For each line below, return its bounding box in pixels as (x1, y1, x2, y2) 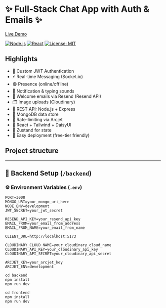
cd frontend (5, 290, 30, 295)
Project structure (5, 147, 59, 155)
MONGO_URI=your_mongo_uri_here (5, 199, 70, 205)
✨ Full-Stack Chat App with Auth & (5, 3, 150, 15)
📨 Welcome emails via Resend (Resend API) (12, 93, 101, 99)
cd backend (5, 273, 28, 278)
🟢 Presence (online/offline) (12, 81, 69, 87)
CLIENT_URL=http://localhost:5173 (5, 234, 77, 239)
